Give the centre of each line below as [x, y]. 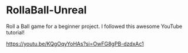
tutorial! [15, 32]
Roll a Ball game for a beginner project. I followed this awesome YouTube [94, 26]
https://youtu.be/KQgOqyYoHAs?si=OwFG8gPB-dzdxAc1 [75, 44]
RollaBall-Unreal [46, 10]
